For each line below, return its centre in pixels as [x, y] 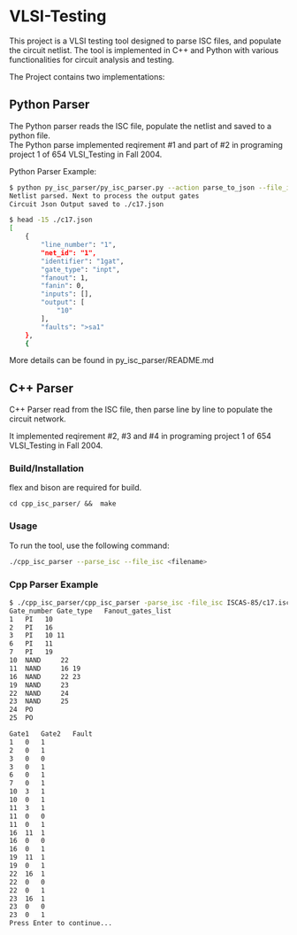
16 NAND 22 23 [45, 676]
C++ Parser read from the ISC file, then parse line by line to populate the [141, 410]
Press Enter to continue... [61, 923]
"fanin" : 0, [63, 286]
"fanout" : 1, [65, 278]
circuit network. [38, 419]
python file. [30, 135]
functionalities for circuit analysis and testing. [92, 59]
